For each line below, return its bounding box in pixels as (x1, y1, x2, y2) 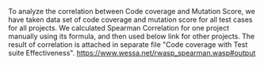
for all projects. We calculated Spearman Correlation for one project (8, 23, 230, 32)
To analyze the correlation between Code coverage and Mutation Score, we (8, 7, 255, 16)
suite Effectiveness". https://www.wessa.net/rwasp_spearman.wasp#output (8, 49, 256, 57)
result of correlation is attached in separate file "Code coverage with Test (8, 40, 248, 49)
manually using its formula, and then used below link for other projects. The (8, 31, 255, 41)
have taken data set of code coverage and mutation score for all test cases (8, 15, 253, 24)
